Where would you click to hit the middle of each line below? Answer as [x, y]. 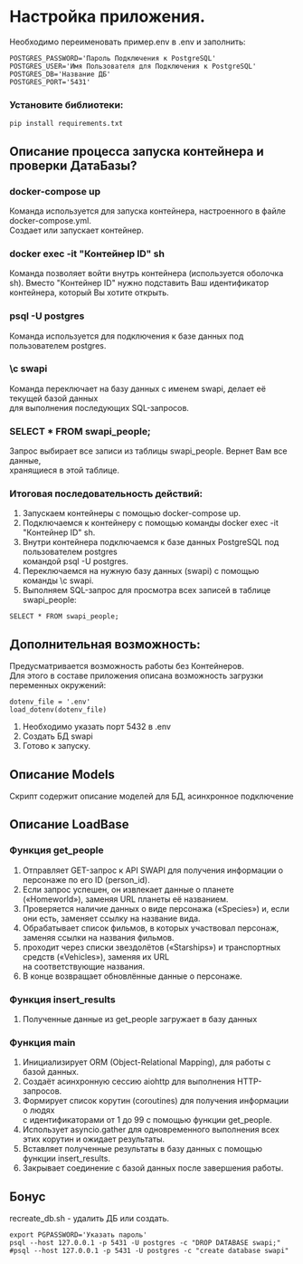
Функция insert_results [62, 1000]
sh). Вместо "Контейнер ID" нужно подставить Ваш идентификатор [139, 283]
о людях [38, 1110]
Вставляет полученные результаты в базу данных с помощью [142, 1149]
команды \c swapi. [58, 580]
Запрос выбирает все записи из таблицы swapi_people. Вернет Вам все [148, 451]
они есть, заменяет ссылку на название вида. [111, 918]
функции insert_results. [66, 1159]
